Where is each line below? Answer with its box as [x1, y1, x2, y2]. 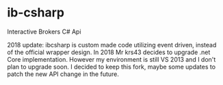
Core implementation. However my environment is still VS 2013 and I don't [7, 55, 216, 63]
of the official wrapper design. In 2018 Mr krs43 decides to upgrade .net [7, 48, 211, 56]
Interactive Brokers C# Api [7, 27, 81, 36]
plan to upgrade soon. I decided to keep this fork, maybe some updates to [7, 62, 216, 71]
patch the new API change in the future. [7, 70, 120, 78]
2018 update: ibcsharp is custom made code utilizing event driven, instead [7, 40, 217, 49]
